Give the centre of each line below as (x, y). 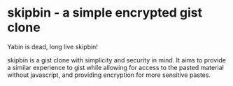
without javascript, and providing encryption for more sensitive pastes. (109, 75)
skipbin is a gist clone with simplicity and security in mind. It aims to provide (116, 60)
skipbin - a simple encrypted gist (105, 13)
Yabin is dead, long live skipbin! (52, 46)
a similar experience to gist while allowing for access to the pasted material (115, 67)
